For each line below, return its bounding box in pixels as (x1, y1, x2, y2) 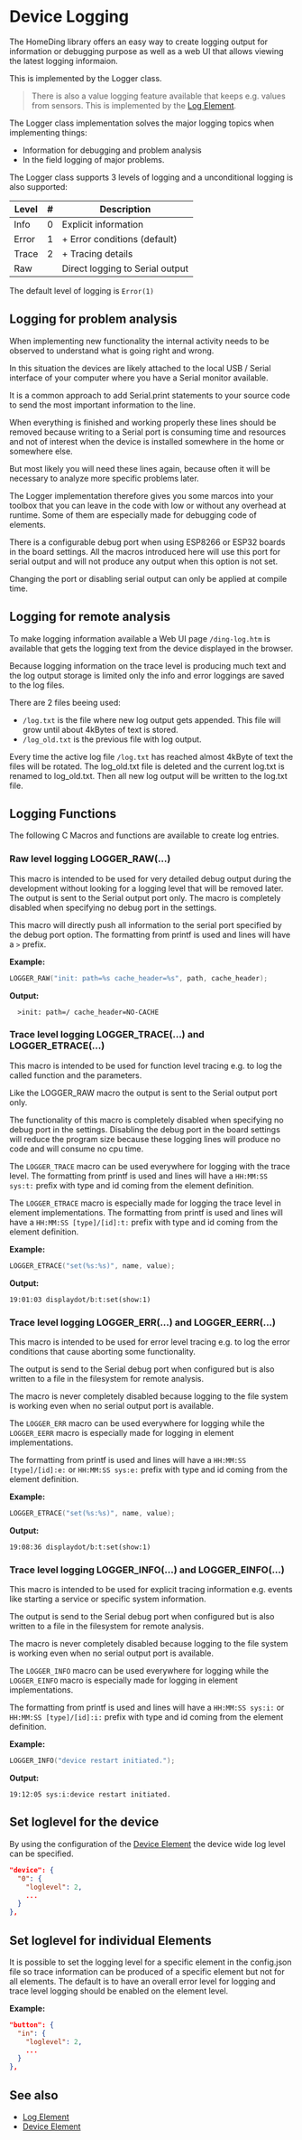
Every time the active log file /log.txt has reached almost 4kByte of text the (9, 751, 294, 762)
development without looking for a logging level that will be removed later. (9, 883, 284, 894)
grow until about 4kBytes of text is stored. (22, 724, 178, 735)
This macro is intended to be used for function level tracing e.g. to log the (9, 1060, 282, 1071)
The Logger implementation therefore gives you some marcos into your (9, 490, 274, 501)
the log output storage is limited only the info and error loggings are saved (9, 670, 285, 680)
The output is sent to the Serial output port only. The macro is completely (9, 892, 281, 903)
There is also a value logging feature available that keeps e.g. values (31, 90, 286, 101)
